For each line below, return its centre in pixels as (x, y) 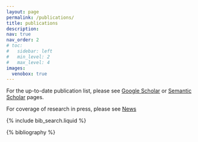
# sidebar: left (29, 51)
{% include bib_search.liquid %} (46, 121)
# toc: (15, 46)
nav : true (19, 34)
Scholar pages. (25, 97)
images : (16, 68)
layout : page (23, 12)
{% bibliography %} (31, 132)
